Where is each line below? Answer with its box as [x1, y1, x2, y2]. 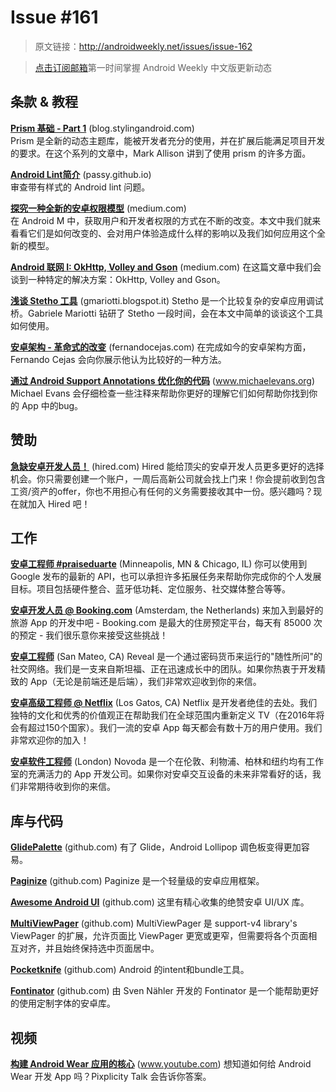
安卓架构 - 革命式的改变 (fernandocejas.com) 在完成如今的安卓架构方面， [10, 341, 312, 353]
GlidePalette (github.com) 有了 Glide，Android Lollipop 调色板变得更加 [10, 841, 302, 853]
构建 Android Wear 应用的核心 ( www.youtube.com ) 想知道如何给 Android [10, 1058, 312, 1070]
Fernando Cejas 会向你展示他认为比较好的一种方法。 [10, 353, 227, 365]
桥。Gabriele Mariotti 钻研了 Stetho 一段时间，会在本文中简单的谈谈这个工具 [10, 307, 324, 319]
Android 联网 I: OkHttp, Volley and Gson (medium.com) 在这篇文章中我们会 [10, 261, 322, 273]
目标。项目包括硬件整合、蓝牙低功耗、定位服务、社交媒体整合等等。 [10, 583, 291, 595]
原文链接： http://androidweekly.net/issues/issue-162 [34, 40, 253, 52]
